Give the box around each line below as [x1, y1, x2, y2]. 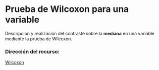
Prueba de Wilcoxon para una [5, 3, 129, 15]
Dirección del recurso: [5, 48, 60, 55]
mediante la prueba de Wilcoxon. [5, 36, 73, 42]
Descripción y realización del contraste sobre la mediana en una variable [5, 30, 155, 36]
